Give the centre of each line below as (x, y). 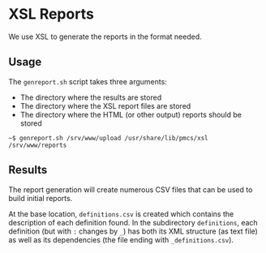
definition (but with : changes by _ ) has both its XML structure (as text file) (133, 231)
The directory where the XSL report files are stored (105, 105)
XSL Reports (51, 14)
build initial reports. (41, 198)
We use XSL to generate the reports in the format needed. (105, 36)
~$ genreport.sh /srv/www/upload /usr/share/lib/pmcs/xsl (108, 138)
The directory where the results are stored (91, 97)
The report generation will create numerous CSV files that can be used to (131, 189)
